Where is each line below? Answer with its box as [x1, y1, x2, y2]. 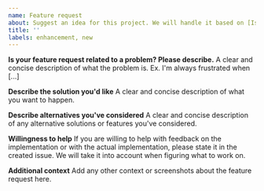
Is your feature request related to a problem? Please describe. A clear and [8, 55, 253, 64]
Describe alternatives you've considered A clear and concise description [8, 111, 249, 120]
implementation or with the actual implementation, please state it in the [8, 142, 237, 152]
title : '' [8, 26, 41, 34]
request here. [8, 174, 52, 184]
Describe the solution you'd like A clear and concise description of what [8, 87, 245, 97]
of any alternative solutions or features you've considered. [8, 119, 198, 128]
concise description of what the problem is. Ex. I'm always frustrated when [8, 64, 251, 73]
